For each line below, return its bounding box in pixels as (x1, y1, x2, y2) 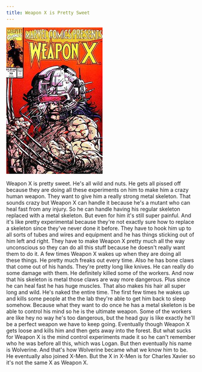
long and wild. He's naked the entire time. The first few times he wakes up (6, 288, 190, 296)
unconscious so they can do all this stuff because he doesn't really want (6, 244, 185, 251)
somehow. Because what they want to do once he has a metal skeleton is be (6, 301, 195, 308)
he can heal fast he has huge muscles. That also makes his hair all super (6, 282, 186, 289)
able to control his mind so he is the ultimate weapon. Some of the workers (6, 308, 192, 315)
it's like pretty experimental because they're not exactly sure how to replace (6, 218, 194, 225)
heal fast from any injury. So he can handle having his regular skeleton (6, 205, 180, 212)
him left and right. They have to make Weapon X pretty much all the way (6, 237, 185, 244)
